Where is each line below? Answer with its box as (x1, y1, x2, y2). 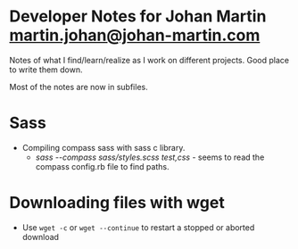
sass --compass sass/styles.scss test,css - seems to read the (35, 152, 265, 162)
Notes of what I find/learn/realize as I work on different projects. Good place (9, 54, 290, 65)
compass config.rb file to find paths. (35, 161, 170, 171)
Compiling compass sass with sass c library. (21, 142, 186, 153)
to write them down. (9, 64, 83, 75)
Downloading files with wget (9, 193, 225, 213)
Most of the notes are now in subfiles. (9, 81, 149, 92)
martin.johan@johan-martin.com (9, 25, 261, 46)
